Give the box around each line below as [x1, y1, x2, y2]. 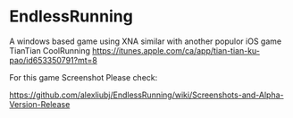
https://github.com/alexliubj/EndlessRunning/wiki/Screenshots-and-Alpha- [9, 89, 284, 100]
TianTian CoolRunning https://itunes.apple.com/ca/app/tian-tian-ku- [9, 45, 261, 55]
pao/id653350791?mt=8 [9, 55, 98, 65]
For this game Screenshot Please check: [9, 72, 158, 82]
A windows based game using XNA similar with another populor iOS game [9, 36, 282, 46]
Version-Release [9, 98, 71, 109]
